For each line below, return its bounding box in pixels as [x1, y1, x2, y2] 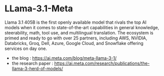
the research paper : [11, 60, 54, 66]
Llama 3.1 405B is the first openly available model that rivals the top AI [4, 19, 147, 25]
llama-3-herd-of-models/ [11, 65, 64, 72]
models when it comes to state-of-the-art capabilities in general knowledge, [4, 24, 160, 30]
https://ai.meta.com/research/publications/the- [54, 60, 150, 66]
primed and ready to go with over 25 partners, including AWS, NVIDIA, [4, 35, 147, 41]
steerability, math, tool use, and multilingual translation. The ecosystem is [4, 30, 154, 36]
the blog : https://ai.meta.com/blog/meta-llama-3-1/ [11, 55, 117, 61]
